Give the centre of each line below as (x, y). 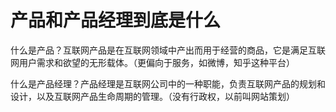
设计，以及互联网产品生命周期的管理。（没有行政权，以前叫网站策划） (152, 96)
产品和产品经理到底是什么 (116, 20)
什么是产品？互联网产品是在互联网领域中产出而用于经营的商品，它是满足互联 (168, 50)
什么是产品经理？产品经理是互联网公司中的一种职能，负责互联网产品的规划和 (168, 83)
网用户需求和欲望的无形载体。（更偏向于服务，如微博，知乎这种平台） (152, 62)
